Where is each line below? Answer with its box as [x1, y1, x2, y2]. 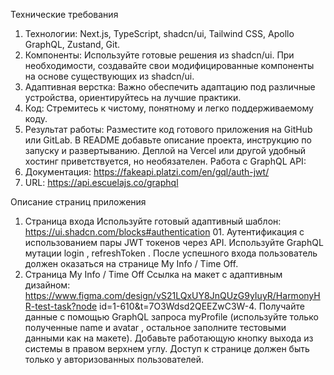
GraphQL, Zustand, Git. [24, 39, 121, 50]
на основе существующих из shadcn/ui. [24, 70, 195, 82]
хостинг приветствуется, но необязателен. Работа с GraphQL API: [24, 155, 307, 167]
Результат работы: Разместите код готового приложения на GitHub [24, 124, 313, 135]
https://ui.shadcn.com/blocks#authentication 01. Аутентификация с [24, 226, 305, 238]
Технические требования [10, 9, 119, 20]
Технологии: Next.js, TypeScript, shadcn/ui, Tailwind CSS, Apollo [24, 28, 295, 39]
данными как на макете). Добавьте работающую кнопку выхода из [24, 332, 314, 344]
